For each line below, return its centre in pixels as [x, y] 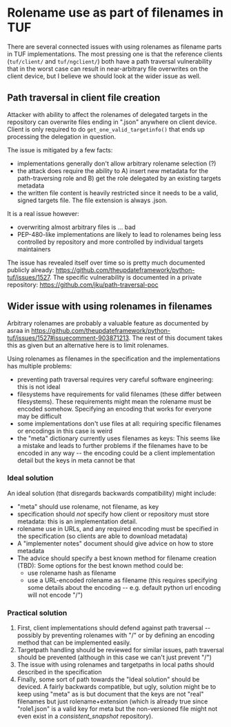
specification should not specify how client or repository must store [113, 514]
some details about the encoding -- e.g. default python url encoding [124, 587]
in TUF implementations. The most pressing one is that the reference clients [115, 54]
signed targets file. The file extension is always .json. [92, 200]
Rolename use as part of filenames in [115, 13]
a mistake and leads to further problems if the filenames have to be [112, 445]
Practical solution [37, 613]
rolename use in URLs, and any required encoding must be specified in [118, 528]
